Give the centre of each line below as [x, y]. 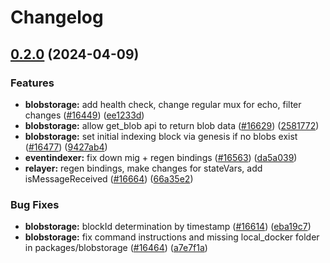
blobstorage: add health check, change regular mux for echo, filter [163, 104]
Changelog [57, 17]
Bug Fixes [35, 204]
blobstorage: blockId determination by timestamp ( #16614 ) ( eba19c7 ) [168, 227]
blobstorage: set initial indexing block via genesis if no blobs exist [161, 136]
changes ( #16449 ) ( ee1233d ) [84, 115]
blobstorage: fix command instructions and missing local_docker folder [172, 237]
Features [32, 83]
